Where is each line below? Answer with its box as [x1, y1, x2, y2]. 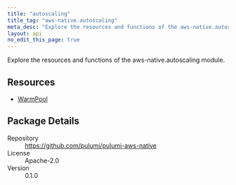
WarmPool [17, 94, 48, 103]
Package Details [7, 115, 79, 127]
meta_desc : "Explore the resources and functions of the [7, 23, 178, 30]
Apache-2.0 [25, 156, 60, 165]
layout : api [7, 30, 42, 37]
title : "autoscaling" [7, 10, 71, 18]
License [7, 148, 30, 157]
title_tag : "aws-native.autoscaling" [7, 17, 118, 24]
